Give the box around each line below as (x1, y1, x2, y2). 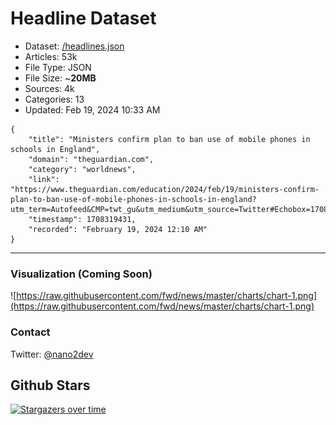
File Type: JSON (24, 61, 92, 73)
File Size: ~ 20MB (24, 72, 97, 84)
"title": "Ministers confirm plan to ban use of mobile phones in (28, 134, 311, 144)
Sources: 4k (24, 82, 75, 94)
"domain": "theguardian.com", (28, 154, 155, 164)
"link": (28, 174, 60, 184)
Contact (10, 325, 51, 339)
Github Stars (10, 377, 91, 394)
